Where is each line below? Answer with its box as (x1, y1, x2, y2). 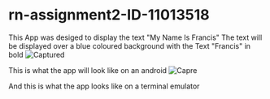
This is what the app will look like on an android (8, 65, 168, 75)
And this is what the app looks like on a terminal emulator (8, 81, 200, 91)
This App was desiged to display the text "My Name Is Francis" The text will (8, 32, 263, 42)
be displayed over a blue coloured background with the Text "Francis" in (8, 41, 250, 50)
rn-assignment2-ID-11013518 (8, 6, 210, 24)
